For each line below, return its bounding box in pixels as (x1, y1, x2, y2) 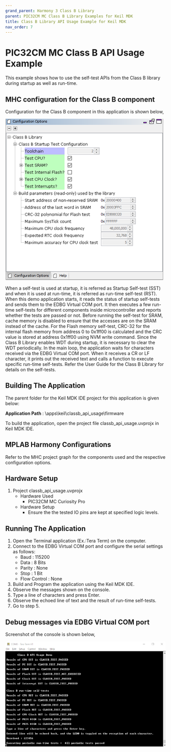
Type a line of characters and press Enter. (12, 592, 101, 598)
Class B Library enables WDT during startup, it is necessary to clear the (5, 340, 155, 345)
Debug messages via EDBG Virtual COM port (5, 618, 150, 626)
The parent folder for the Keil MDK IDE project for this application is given (5, 395, 159, 401)
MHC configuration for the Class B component (5, 95, 155, 104)
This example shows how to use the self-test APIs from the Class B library (5, 75, 160, 81)
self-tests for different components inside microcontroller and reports (15, 307, 161, 313)
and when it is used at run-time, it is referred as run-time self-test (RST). (5, 291, 157, 296)
